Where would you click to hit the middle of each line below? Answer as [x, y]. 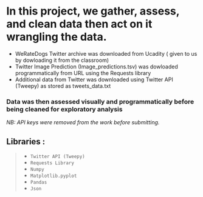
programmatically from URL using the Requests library [83, 73]
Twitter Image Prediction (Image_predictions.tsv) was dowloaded [96, 66]
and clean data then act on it [79, 24]
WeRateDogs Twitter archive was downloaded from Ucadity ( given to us [106, 53]
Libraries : [26, 142]
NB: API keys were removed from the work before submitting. [83, 122]
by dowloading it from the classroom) [62, 60]
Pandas [39, 182]
